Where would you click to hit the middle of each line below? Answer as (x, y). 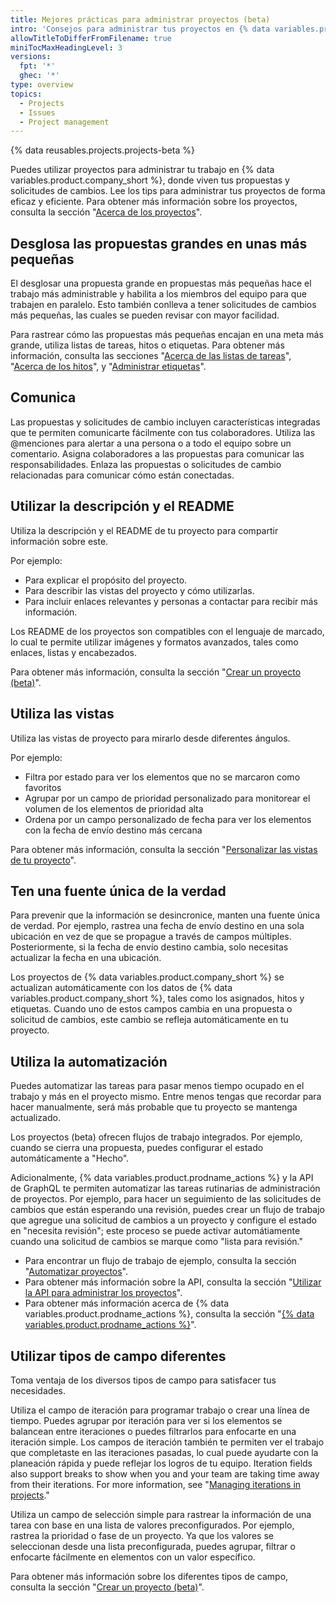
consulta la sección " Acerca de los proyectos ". (106, 212)
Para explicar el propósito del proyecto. (106, 580)
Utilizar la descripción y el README (122, 506)
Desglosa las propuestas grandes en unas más (159, 243)
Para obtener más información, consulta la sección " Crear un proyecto (156, 672)
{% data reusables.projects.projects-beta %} (102, 150)
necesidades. (38, 1390)
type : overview (42, 85)
